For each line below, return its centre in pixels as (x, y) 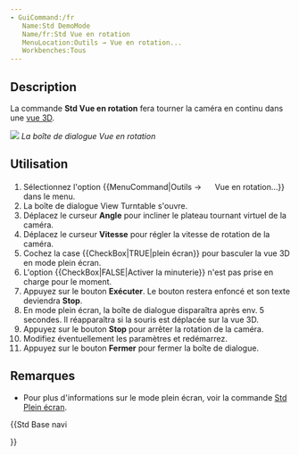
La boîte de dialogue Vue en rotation (88, 136)
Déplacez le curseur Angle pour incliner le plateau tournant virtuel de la (154, 215)
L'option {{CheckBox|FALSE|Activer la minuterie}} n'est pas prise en (148, 272)
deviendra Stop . (53, 301)
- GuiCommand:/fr (42, 17)
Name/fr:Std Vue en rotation (76, 34)
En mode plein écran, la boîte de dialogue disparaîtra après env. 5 (144, 310)
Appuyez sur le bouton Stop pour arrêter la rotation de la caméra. (143, 329)
